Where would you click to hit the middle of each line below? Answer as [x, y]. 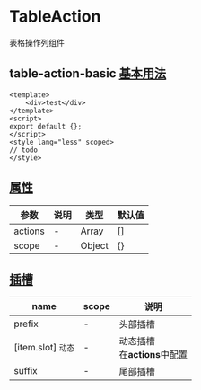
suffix [26, 371]
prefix [26, 324]
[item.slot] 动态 [44, 348]
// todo [24, 150]
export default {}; [46, 126]
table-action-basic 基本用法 [88, 74]
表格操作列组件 [37, 42]
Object [95, 245]
